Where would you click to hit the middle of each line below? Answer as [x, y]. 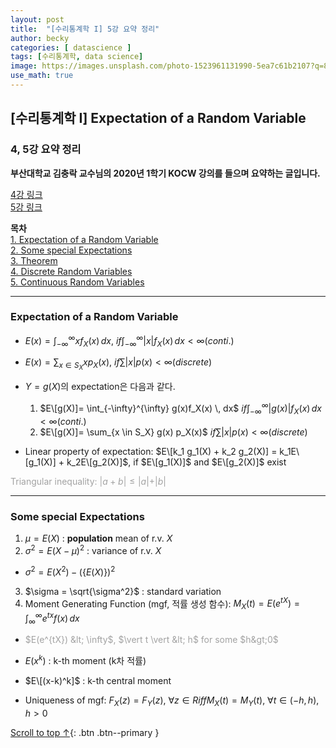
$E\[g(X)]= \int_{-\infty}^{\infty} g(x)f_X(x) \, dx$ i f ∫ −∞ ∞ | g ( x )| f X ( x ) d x [180, 408]
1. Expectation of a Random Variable [84, 239]
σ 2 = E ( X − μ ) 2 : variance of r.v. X [93, 549]
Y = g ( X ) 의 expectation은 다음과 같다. [100, 387]
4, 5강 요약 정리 [46, 149]
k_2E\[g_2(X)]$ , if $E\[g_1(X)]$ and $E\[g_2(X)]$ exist [176, 462]
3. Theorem [34, 260]
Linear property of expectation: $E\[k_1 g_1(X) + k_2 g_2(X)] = [151, 451]
